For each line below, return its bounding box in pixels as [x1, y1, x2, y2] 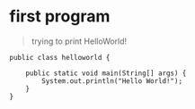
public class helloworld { [9, 53, 111, 62]
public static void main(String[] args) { [25, 69, 187, 78]
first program [9, 6, 111, 27]
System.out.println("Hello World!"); [41, 76, 182, 86]
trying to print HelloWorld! [31, 36, 128, 46]
